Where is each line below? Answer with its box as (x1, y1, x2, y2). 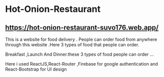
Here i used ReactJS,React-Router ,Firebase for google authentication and (5, 61, 158, 67)
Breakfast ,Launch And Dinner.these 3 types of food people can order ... (5, 51, 154, 57)
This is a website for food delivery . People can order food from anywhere (5, 36, 157, 42)
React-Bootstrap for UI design (5, 66, 67, 72)
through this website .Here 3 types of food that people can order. (5, 42, 139, 48)
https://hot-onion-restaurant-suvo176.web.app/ (5, 23, 159, 32)
